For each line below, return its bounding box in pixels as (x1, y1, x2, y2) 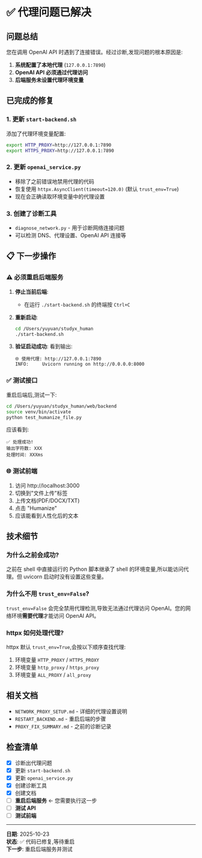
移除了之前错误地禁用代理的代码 (14, 178, 94, 185)
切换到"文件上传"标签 (14, 489, 68, 497)
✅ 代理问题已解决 (6, 5, 92, 19)
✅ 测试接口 (6, 376, 38, 385)
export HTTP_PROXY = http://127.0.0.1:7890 (6, 142, 112, 148)
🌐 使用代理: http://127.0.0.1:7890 (14, 356, 102, 362)
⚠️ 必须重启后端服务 (6, 273, 64, 282)
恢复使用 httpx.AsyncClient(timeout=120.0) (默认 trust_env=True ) (14, 185, 179, 193)
